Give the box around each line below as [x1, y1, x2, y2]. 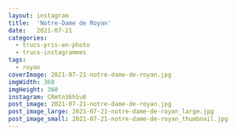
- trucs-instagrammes [15, 48, 87, 56]
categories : [8, 33, 48, 42]
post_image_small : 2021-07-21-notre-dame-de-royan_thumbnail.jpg [8, 115, 228, 123]
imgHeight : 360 [8, 85, 59, 94]
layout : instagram [8, 11, 69, 20]
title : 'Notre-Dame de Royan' [8, 19, 112, 27]
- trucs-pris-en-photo [15, 41, 90, 49]
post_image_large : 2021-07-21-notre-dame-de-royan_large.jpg [8, 108, 215, 116]
